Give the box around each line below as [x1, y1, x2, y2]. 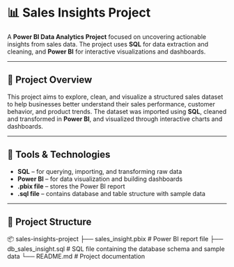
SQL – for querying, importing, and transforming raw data [17, 167, 182, 175]
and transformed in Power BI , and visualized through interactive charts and [7, 115, 223, 123]
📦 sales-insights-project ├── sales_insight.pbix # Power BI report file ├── [7, 235, 224, 243]
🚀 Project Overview [7, 74, 93, 86]
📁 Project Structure [7, 216, 92, 227]
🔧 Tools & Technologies [7, 149, 111, 161]
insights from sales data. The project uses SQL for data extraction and [7, 40, 209, 48]
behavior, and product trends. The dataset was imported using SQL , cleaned [7, 107, 227, 115]
